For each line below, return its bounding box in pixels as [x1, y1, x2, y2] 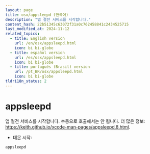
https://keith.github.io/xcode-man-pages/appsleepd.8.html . [5, 123, 131, 130]
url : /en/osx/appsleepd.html [14, 41, 77, 46]
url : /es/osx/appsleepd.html [14, 55, 77, 60]
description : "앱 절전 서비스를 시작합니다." [5, 17, 91, 22]
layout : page [5, 7, 33, 13]
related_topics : [5, 31, 40, 36]
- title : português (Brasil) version [10, 64, 90, 69]
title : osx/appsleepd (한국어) [5, 12, 69, 17]
